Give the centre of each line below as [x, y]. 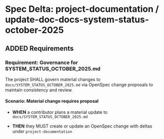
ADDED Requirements [40, 48]
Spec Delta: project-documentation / [82, 9]
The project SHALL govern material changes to [53, 79]
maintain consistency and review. [39, 90]
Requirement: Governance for [41, 62]
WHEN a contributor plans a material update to [60, 112]
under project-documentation [42, 132]
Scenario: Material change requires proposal [52, 101]
